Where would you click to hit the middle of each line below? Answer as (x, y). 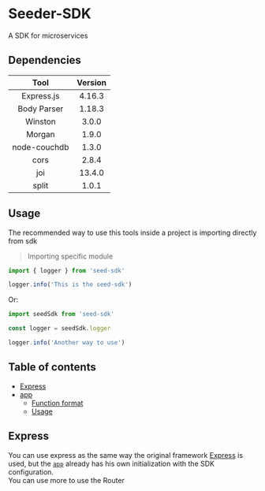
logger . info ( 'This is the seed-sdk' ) (70, 285)
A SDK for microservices (48, 35)
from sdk (23, 240)
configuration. (31, 472)
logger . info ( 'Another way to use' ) (67, 343)
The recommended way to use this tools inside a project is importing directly (132, 232)
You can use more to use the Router (66, 480)
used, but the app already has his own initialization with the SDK (112, 463)
